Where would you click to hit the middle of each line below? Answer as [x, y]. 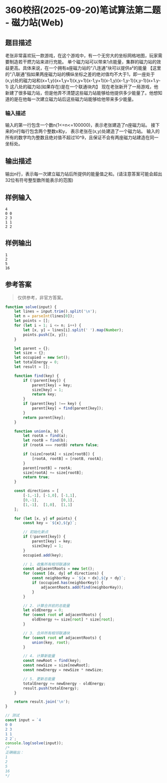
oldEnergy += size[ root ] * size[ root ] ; [73, 620]
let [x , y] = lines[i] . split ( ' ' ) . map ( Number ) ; [73, 330]
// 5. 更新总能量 [39, 679]
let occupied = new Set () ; [42, 358]
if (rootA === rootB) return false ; [61, 445]
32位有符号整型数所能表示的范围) [39, 180]
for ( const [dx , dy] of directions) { [63, 574]
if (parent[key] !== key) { [52, 404]
